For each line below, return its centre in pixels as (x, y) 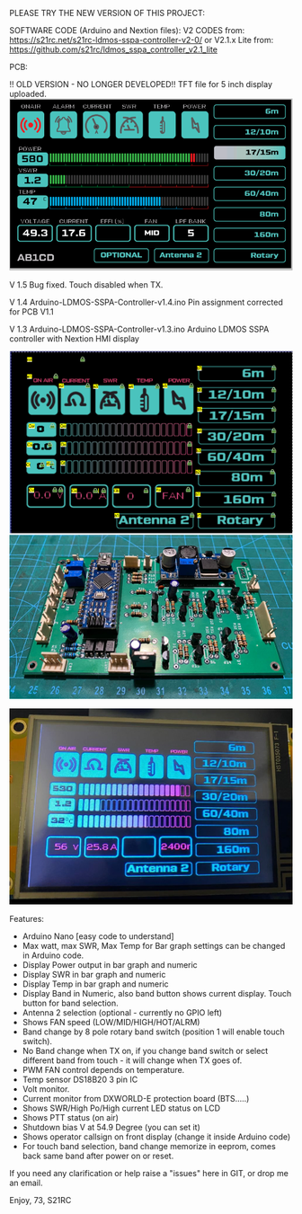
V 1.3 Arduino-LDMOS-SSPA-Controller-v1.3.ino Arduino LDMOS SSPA (139, 329)
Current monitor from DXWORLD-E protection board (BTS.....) (136, 1098)
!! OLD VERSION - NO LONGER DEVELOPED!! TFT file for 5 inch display (141, 84)
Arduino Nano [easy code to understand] (98, 936)
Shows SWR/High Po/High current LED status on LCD (121, 1108)
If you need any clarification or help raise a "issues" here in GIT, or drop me (149, 1173)
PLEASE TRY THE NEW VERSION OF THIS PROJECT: (107, 13)
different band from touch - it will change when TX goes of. (132, 1060)
